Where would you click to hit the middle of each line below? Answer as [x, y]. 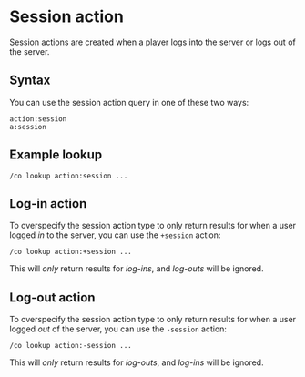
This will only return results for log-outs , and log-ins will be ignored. [137, 362]
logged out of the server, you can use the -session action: [118, 329]
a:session [28, 127]
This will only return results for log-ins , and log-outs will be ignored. [137, 269]
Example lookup [56, 155]
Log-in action [48, 204]
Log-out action [52, 297]
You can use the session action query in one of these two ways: [129, 102]
